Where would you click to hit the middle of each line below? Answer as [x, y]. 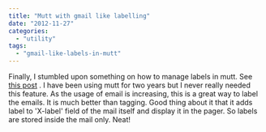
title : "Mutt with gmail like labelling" [79, 16]
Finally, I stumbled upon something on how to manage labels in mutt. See [131, 77]
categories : [28, 31]
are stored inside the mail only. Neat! [70, 119]
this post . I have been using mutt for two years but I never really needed [130, 85]
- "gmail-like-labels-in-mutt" [69, 53]
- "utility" [36, 38]
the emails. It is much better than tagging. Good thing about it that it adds [131, 102]
